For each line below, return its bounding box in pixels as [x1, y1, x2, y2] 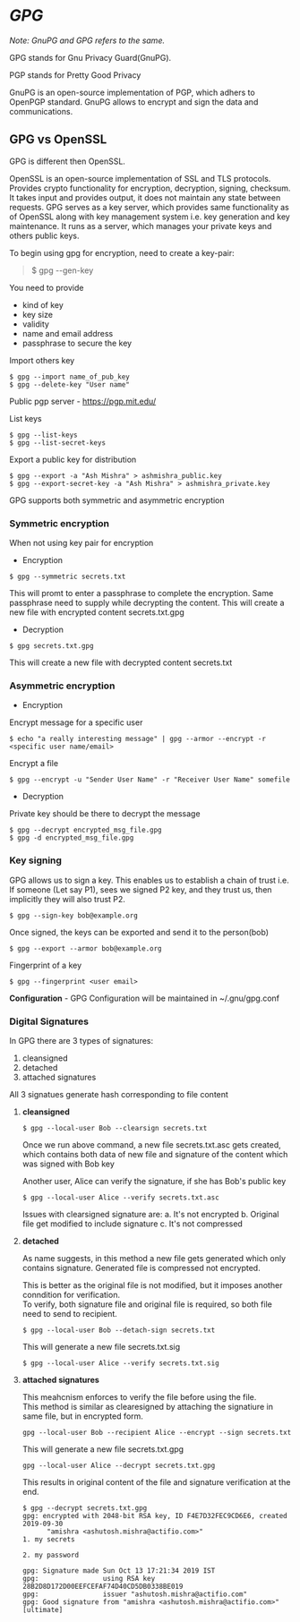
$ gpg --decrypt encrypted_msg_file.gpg [9, 825, 163, 835]
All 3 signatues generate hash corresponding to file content [9, 1088, 228, 1099]
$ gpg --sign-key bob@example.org [9, 910, 139, 920]
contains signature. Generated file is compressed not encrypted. [21, 1262, 261, 1273]
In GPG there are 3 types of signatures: [9, 1035, 154, 1046]
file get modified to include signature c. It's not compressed [21, 1218, 244, 1229]
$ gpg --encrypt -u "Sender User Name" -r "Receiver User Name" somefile [9, 775, 291, 784]
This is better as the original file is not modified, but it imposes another [21, 1279, 283, 1290]
